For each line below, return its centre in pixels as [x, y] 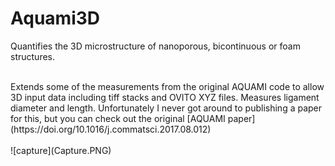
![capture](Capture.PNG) [61, 150]
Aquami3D [55, 18]
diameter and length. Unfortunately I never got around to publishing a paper [166, 108]
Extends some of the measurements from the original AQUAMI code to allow [167, 86]
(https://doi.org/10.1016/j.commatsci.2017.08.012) [111, 129]
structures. [32, 56]
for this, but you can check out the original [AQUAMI [118, 118]
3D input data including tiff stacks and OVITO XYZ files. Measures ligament [165, 97]
